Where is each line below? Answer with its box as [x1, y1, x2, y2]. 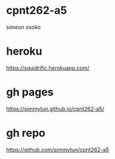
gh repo [6, 127, 46, 140]
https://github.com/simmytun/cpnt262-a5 [6, 146, 110, 153]
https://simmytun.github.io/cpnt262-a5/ [6, 105, 105, 112]
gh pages [6, 85, 54, 99]
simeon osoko [6, 23, 41, 31]
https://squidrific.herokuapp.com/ [6, 64, 90, 71]
